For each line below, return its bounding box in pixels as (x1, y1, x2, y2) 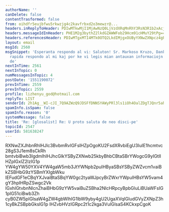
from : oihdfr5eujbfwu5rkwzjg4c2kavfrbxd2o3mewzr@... (5, 21, 118, 27)
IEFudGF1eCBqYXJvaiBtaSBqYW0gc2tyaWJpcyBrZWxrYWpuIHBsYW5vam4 (5, 174, 163, 181)
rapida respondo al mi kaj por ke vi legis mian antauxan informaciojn (10, 54, 163, 59)
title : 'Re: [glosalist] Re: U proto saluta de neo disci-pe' (5, 119, 138, 125)
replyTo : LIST (5, 96, 35, 101)
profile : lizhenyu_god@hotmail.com (5, 91, 80, 96)
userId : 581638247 (5, 129, 44, 134)
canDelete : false (5, 12, 42, 17)
